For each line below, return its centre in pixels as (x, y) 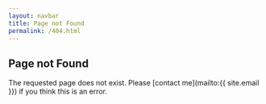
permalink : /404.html (45, 31)
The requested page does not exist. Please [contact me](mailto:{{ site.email (134, 83)
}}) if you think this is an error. (58, 92)
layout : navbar (34, 16)
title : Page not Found (46, 23)
